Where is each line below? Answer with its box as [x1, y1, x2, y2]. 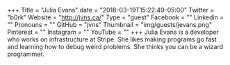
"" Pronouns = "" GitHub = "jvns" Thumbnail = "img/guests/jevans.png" [7, 21, 212, 28]
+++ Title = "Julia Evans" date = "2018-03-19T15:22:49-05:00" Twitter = [7, 6, 215, 14]
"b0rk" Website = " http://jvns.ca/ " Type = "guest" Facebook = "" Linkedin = [7, 13, 224, 21]
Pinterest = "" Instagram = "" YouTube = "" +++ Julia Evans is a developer [7, 28, 219, 36]
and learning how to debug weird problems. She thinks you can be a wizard [7, 43, 224, 50]
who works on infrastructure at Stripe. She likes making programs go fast [7, 35, 217, 44]
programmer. [7, 50, 44, 58]
